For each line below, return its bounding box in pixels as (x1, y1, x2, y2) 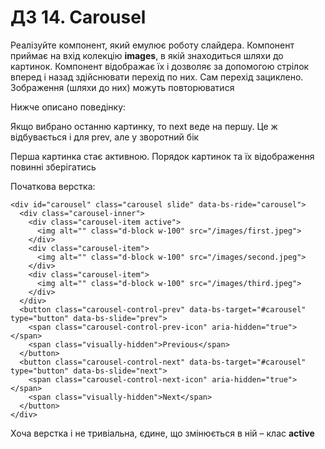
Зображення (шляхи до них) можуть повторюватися (10, 81, 235, 93)
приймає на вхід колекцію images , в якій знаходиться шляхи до (10, 49, 284, 61)
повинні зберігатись (10, 161, 97, 173)
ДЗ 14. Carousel (10, 6, 147, 29)
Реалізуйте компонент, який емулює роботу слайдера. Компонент (10, 39, 295, 51)
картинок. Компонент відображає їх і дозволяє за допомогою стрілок (10, 60, 310, 72)
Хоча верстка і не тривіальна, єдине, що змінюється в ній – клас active (10, 427, 315, 439)
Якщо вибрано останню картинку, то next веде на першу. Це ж (10, 120, 278, 132)
